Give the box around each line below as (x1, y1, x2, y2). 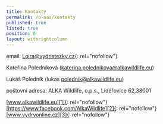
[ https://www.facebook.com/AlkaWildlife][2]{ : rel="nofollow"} (6, 105, 157, 112)
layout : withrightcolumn (6, 36, 68, 42)
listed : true (6, 25, 39, 31)
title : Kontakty (6, 8, 46, 15)
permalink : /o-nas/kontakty (6, 14, 76, 20)
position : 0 (6, 31, 36, 37)
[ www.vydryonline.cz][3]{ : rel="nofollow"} (6, 111, 110, 118)
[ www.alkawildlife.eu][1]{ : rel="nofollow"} (6, 98, 108, 106)
